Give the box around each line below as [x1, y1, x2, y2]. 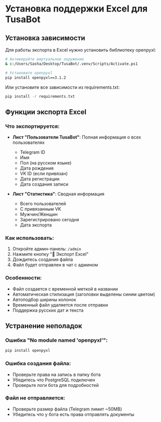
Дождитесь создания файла [12, 256, 73, 262]
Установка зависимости [5, 34, 85, 42]
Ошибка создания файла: [5, 360, 71, 367]
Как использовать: [5, 234, 54, 241]
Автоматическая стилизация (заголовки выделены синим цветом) [12, 291, 155, 297]
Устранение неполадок [5, 322, 83, 330]
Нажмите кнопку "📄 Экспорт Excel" [12, 251, 89, 257]
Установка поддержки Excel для [5, 3, 148, 15]
